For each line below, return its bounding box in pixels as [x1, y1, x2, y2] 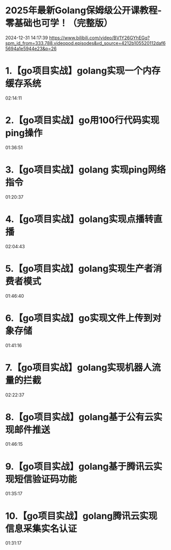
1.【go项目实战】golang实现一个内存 [5, 65, 161, 77]
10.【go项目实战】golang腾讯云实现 [5, 510, 158, 521]
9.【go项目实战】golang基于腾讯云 [5, 461, 154, 472]
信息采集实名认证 [5, 523, 78, 534]
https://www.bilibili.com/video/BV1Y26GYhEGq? [49, 34, 150, 41]
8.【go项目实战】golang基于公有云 [5, 411, 154, 423]
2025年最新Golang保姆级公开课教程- [5, 5, 162, 16]
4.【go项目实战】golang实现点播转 [5, 213, 154, 225]
